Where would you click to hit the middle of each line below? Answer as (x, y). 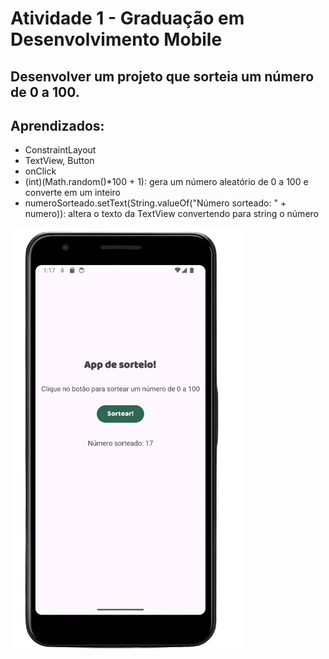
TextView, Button (59, 161)
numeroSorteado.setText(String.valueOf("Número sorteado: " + (155, 203)
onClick (40, 171)
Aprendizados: (57, 125)
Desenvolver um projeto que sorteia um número (162, 76)
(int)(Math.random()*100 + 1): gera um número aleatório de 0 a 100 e (166, 182)
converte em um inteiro (72, 193)
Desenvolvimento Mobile (116, 39)
